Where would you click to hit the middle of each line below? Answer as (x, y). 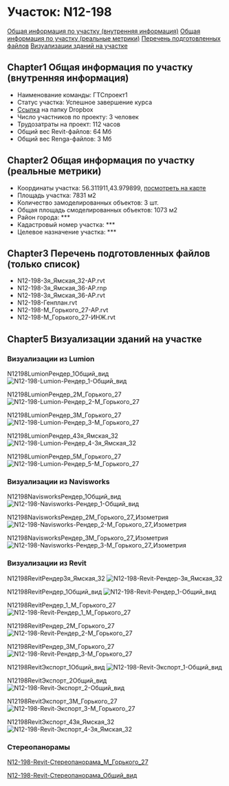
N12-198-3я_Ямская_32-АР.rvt (61, 281)
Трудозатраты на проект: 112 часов (68, 124)
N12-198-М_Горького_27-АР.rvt (63, 310)
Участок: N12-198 (59, 12)
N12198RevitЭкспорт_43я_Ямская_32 (61, 722)
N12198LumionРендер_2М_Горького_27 (64, 394)
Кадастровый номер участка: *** (66, 224)
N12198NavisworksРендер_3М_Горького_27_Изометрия (88, 538)
